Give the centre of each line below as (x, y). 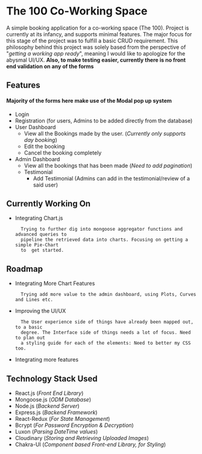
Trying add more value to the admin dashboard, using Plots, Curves (109, 295)
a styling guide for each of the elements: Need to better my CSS (106, 343)
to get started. (43, 251)
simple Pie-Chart (37, 245)
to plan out (30, 338)
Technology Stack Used (52, 379)
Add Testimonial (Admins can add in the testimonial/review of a (111, 178)
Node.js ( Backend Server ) (47, 406)
